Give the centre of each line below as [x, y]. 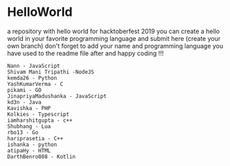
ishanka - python [32, 145]
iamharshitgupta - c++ [40, 120]
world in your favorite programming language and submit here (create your [114, 38]
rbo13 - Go [23, 132]
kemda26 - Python [32, 78]
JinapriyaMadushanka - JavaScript [57, 96]
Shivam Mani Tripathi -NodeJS [51, 72]
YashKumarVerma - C [35, 84]
